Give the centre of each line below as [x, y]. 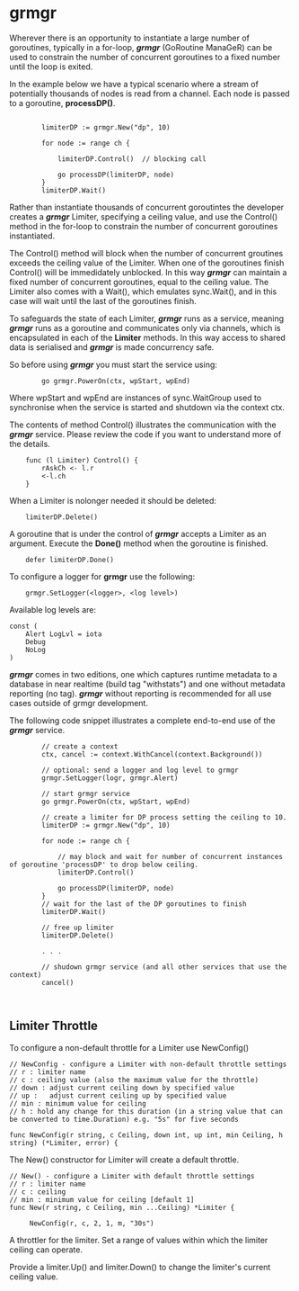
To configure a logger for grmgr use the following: [102, 576]
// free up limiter [78, 928]
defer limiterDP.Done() [70, 560]
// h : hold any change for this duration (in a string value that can [146, 1111]
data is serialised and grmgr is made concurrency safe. [112, 347]
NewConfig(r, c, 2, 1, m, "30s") [92, 1223]
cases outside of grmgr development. [79, 703]
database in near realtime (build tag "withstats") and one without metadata [147, 684]
